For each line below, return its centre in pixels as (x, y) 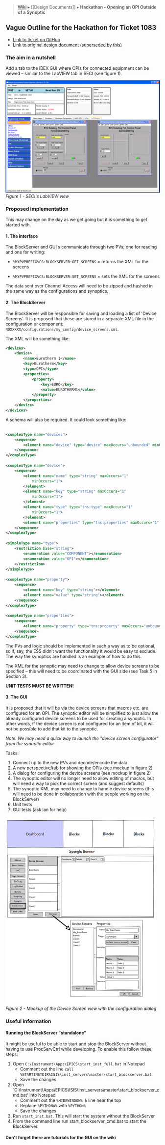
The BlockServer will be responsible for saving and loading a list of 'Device (81, 313)
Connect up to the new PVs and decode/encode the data (70, 762)
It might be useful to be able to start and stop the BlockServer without (76, 1044)
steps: (12, 1054)
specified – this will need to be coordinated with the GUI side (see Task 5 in (81, 671)
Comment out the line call (47, 1069)
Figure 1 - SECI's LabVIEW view (37, 196)
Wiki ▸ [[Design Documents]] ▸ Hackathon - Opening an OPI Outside (87, 7)
